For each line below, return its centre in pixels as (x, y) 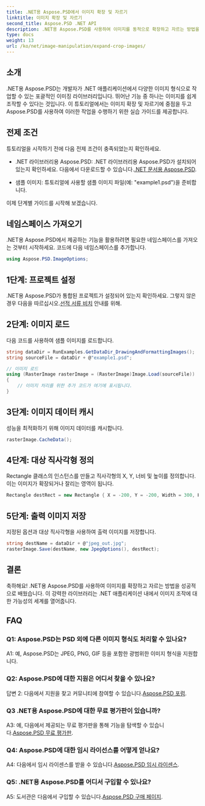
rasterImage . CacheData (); (39, 439)
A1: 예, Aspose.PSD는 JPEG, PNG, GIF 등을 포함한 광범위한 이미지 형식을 (94, 653)
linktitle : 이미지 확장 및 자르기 (44, 18)
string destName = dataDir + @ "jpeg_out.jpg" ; (67, 544)
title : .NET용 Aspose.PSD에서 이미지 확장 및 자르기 (67, 12)
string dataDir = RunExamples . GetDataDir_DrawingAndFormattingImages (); (101, 352)
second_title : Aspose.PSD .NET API (52, 23)
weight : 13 (20, 40)
